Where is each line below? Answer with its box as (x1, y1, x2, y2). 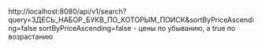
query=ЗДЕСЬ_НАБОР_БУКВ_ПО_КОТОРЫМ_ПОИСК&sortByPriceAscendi (8, 15, 254, 24)
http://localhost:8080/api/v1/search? (8, 7, 127, 16)
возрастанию (8, 32, 54, 41)
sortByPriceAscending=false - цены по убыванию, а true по (38, 24, 236, 32)
